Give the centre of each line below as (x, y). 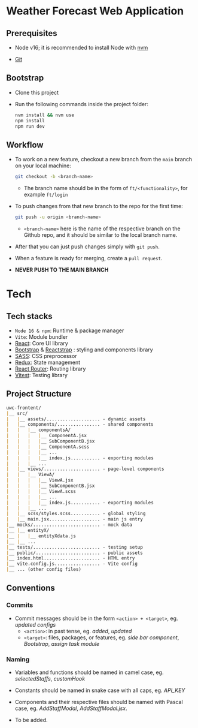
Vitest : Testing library (41, 375)
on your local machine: (43, 166)
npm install (30, 121)
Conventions (31, 588)
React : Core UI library (42, 343)
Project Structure (39, 394)
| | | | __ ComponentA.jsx (46, 436)
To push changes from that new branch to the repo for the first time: (99, 206)
